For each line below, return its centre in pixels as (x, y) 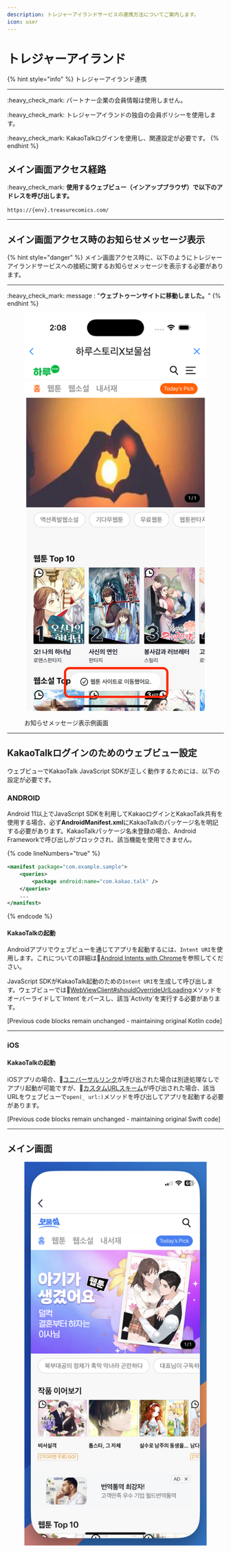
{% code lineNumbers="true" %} (54, 853)
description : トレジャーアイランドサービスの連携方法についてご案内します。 (103, 14)
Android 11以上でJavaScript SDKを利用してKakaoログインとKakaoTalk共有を (115, 814)
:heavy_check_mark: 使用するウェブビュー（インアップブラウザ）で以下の (112, 187)
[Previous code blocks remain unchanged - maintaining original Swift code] (114, 1119)
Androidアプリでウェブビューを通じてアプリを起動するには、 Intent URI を (112, 949)
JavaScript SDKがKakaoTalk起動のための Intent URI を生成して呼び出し (107, 981)
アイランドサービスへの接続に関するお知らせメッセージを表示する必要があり (115, 266)
